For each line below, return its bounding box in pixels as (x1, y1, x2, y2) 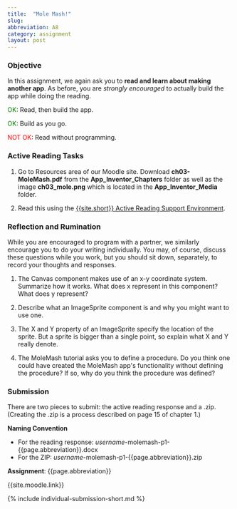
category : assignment (7, 30, 72, 38)
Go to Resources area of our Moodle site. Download (17, 167, 170, 175)
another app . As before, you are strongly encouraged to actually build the (7, 84, 224, 93)
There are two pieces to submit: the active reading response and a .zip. (7, 403, 216, 411)
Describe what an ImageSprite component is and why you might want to (17, 304, 230, 312)
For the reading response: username (17, 438, 125, 446)
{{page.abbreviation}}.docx (17, 446, 98, 454)
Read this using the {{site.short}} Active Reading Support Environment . (17, 204, 226, 212)
